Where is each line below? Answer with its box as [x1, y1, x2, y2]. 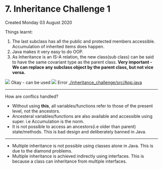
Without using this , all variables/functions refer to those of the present [12, 103, 153, 109]
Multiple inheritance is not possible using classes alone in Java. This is [12, 143, 154, 149]
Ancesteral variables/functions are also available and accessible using [12, 113, 153, 119]
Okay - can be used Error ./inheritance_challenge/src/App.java [11, 79, 142, 85]
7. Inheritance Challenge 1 [5, 3, 111, 15]
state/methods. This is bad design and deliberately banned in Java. [12, 129, 147, 134]
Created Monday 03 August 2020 [5, 19, 72, 25]
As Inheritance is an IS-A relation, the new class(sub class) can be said [12, 54, 154, 59]
